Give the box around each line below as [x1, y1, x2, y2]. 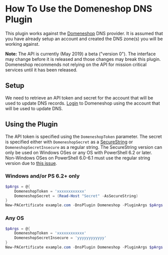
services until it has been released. [5, 66, 78, 73]
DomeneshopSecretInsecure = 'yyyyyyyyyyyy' [14, 235, 107, 240]
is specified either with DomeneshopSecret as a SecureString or [5, 139, 133, 145]
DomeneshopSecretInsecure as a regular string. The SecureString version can [5, 144, 162, 150]
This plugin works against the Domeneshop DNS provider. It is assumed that [5, 30, 163, 36]
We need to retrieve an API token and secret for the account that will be [5, 95, 153, 101]
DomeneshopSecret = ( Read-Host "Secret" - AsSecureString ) [14, 193, 138, 199]
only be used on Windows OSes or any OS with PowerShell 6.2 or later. [5, 149, 152, 155]
